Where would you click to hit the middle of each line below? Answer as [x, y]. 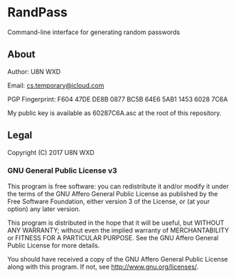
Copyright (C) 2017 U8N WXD [51, 152]
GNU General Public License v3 [62, 171]
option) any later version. [44, 209]
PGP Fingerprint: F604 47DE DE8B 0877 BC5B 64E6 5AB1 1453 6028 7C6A [118, 99]
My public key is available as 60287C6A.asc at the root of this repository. [114, 113]
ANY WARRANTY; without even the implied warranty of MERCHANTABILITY [118, 230]
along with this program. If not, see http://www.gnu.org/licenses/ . [103, 267]
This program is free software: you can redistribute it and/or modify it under [118, 186]
